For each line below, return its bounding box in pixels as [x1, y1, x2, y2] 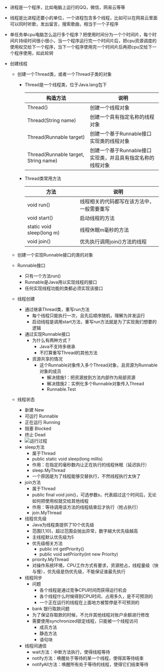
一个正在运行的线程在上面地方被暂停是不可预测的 [39, 600, 140, 605]
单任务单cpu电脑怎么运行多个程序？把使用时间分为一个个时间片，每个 [9, 32, 153, 37]
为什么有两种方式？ [32, 337, 72, 343]
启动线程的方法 [80, 215, 115, 221]
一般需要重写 [80, 206, 110, 212]
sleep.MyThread [32, 467, 66, 473]
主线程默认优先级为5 [32, 534, 74, 540]
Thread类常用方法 [24, 175, 61, 181]
